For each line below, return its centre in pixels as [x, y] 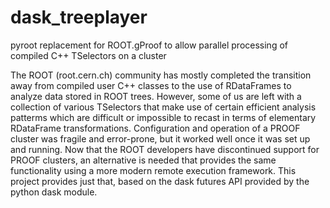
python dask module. [54, 192]
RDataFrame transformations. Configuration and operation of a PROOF [155, 128]
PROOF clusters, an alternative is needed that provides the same [143, 160]
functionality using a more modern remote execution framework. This [153, 170]
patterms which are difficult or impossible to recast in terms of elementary [163, 117]
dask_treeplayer [79, 17]
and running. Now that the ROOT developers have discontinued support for [165, 149]
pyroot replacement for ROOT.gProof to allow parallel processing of [149, 45]
